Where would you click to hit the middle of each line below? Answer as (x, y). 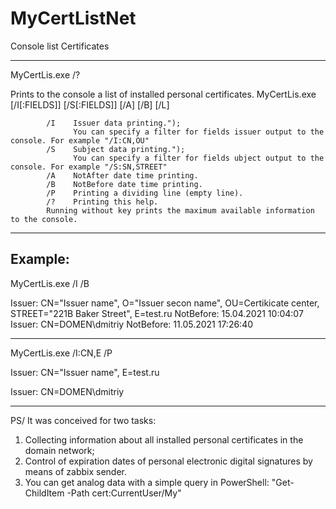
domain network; (59, 450)
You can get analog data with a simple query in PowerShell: (147, 482)
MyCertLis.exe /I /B (50, 283)
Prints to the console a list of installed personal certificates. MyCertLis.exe (163, 94)
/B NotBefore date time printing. (124, 184)
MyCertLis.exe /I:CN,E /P (61, 353)
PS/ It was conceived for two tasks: (83, 420)
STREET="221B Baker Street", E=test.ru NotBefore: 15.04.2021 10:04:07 (157, 313)
